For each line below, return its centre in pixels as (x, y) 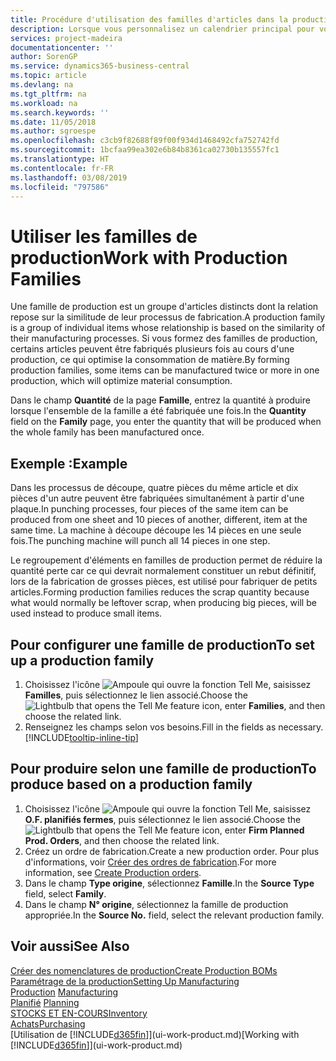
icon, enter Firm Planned (253, 830)
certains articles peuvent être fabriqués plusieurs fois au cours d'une (152, 349)
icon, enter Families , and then (263, 705)
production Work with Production (149, 257)
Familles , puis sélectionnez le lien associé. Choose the (136, 695)
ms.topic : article (48, 76)
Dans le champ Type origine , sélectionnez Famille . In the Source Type (169, 883)
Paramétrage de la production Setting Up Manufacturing (125, 981)
